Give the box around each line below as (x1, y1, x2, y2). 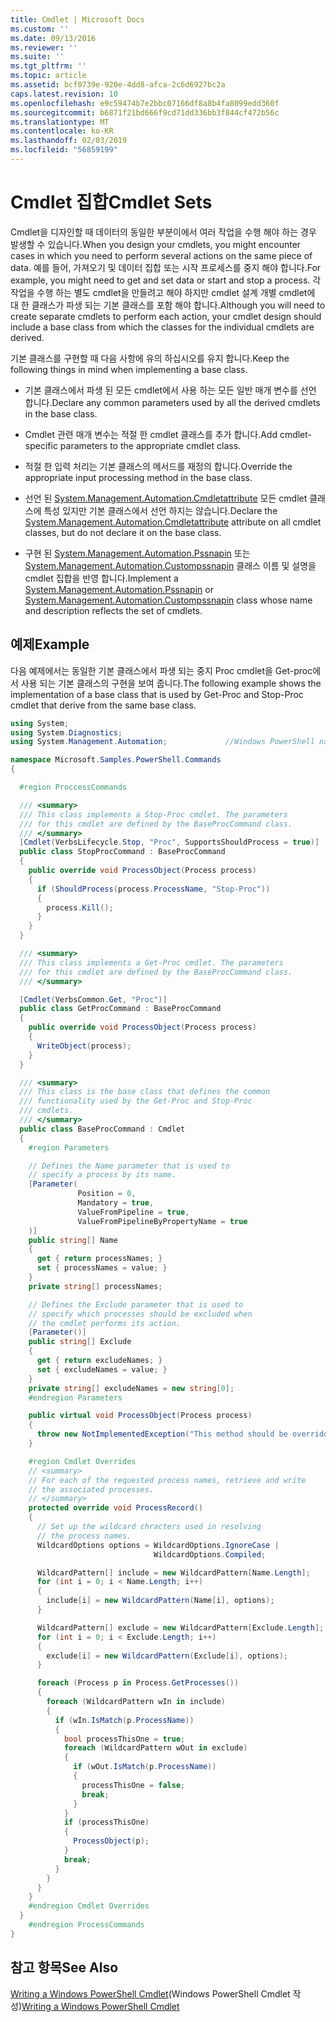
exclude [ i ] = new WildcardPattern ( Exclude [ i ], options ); (46, 1651, 289, 1661)
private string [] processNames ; (28, 1281, 163, 1291)
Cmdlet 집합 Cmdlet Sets (10, 191, 213, 214)
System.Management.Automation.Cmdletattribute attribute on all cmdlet (24, 516, 322, 528)
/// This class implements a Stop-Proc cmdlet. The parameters (19, 809, 288, 820)
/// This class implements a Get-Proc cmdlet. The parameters (19, 957, 284, 968)
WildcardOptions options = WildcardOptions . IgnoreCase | (36, 1540, 280, 1550)
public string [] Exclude (28, 1337, 132, 1347)
